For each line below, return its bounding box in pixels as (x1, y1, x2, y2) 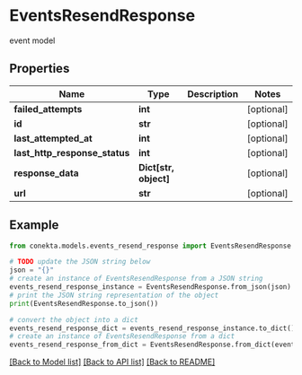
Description (187, 87, 239, 100)
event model (9, 35, 56, 46)
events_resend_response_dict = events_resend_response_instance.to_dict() (9, 324, 296, 333)
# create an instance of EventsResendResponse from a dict (9, 332, 235, 341)
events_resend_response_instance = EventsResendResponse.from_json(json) (9, 283, 292, 292)
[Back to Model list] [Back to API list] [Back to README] (9, 356, 216, 368)
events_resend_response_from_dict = (9, 340, 147, 350)
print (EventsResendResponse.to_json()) (9, 299, 159, 308)
